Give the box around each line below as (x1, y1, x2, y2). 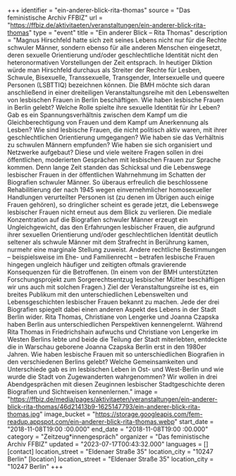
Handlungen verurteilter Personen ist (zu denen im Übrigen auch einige (7, 193, 215, 201)
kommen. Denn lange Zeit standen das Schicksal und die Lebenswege (7, 163, 211, 171)
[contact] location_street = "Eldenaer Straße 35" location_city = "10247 (7, 447, 213, 456)
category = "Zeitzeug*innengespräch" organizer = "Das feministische (7, 432, 210, 441)
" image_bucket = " (39, 410, 96, 418)
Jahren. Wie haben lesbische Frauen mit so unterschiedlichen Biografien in (7, 350, 225, 358)
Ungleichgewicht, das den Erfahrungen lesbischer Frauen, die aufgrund (7, 223, 215, 231)
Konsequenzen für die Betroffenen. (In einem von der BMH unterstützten (7, 268, 218, 276)
